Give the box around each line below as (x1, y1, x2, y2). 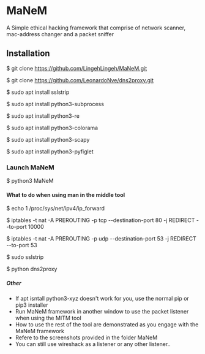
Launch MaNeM (6, 163, 54, 172)
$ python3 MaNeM (6, 177, 54, 185)
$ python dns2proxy (6, 265, 58, 273)
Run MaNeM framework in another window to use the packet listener (15, 308, 189, 315)
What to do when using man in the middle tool (6, 191, 125, 198)
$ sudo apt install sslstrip (6, 88, 70, 96)
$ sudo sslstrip (6, 253, 44, 261)
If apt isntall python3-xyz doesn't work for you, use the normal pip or (15, 295, 190, 302)
